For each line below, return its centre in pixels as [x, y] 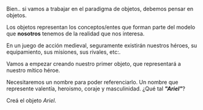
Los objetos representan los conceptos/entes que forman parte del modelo [101, 27]
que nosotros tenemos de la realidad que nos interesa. [76, 34]
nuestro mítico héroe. [33, 70]
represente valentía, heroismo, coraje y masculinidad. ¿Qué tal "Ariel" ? [96, 89]
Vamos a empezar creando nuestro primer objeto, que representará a [94, 64]
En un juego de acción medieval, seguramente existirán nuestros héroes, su [102, 46]
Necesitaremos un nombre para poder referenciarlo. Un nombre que [92, 82]
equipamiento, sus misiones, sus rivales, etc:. [64, 52]
